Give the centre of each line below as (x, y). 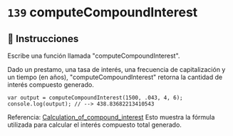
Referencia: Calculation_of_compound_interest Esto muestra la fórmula (111, 117)
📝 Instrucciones (43, 39)
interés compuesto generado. (51, 85)
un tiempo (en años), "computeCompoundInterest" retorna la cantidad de (115, 77)
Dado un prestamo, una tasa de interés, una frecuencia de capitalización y (116, 69)
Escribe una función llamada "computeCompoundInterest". (94, 56)
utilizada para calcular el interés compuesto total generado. (94, 125)
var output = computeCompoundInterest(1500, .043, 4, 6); (95, 98)
